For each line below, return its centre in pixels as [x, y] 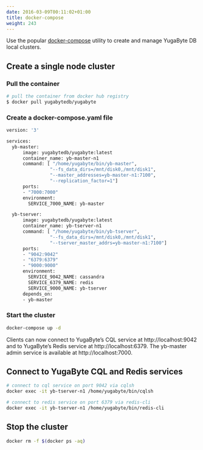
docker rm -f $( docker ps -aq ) [46, 441]
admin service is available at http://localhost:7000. [69, 352]
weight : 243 [21, 23]
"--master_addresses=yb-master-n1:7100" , [103, 175]
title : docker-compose [35, 18]
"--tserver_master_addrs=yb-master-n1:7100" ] [108, 243]
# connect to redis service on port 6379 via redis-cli [78, 402]
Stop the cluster [37, 427]
